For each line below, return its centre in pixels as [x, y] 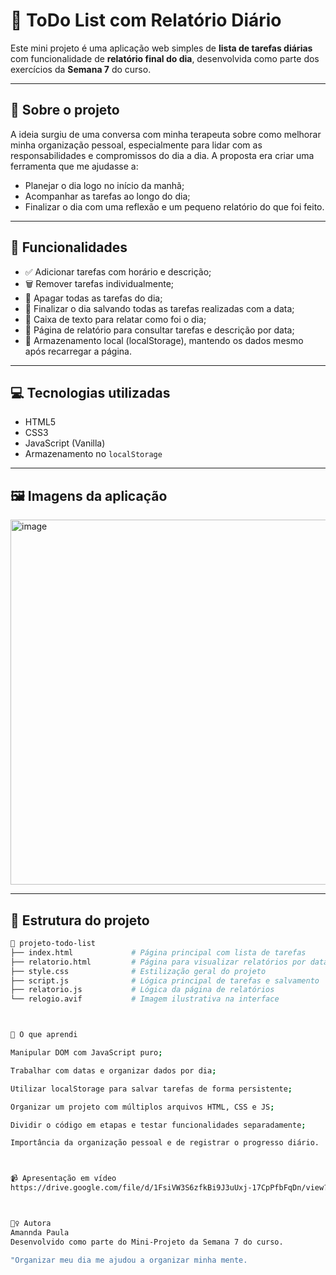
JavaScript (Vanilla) [65, 443]
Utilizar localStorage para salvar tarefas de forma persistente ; [151, 1089]
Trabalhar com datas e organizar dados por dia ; [113, 1070]
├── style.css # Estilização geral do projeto [138, 971]
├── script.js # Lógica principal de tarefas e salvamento [165, 980]
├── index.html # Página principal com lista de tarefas [158, 952]
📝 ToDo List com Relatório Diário [146, 20]
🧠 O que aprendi [44, 1035]
